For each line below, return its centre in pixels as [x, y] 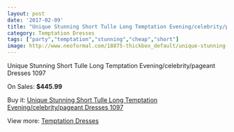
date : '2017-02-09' [36, 20]
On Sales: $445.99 [35, 86]
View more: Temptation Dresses [53, 121]
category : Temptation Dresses [51, 33]
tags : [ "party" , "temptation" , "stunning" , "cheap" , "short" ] [93, 40]
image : [17, 46]
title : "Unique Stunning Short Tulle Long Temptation [87, 26]
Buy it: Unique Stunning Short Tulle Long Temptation [83, 100]
